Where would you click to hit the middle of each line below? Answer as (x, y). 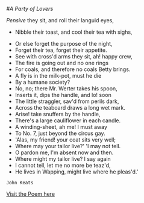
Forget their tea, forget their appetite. (61, 50)
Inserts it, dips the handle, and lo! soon (63, 95)
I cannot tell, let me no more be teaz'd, (63, 165)
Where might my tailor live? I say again (63, 159)
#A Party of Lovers (30, 9)
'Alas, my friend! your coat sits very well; (65, 140)
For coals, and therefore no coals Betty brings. (73, 69)
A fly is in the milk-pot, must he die (58, 76)
